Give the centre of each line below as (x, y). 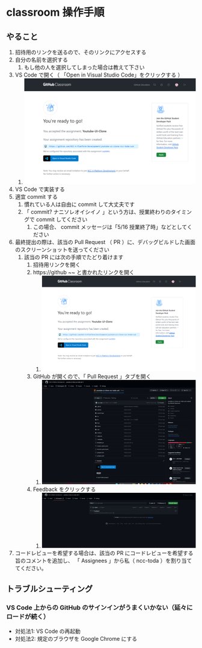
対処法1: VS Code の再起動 (48, 631)
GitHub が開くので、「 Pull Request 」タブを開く (92, 376)
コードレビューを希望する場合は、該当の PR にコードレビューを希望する (104, 553)
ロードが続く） (28, 617)
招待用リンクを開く (57, 265)
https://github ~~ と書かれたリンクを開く (84, 272)
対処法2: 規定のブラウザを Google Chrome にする (76, 638)
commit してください (62, 219)
